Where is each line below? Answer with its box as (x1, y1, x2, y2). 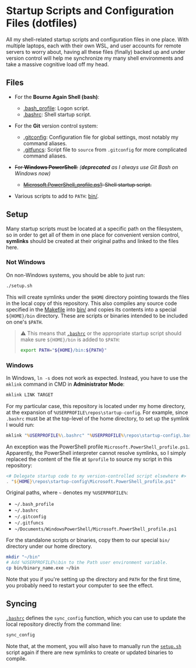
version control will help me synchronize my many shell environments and (6, 54, 184, 61)
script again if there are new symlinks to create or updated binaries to (6, 649, 173, 656)
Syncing (6, 599, 37, 609)
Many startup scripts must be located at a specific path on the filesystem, (6, 225, 183, 232)
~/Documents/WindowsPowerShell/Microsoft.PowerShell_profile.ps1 (14, 526, 177, 532)
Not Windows (6, 258, 45, 266)
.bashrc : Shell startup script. (23, 111, 92, 118)
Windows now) (14, 170, 51, 177)
